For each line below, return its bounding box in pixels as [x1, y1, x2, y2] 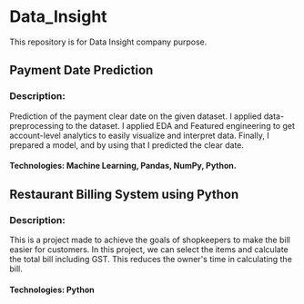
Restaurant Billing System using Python [9, 186, 239, 201]
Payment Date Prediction [9, 63, 154, 78]
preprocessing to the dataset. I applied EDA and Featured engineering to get [9, 120, 296, 131]
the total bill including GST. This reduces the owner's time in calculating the [9, 253, 293, 264]
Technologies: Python [9, 284, 95, 295]
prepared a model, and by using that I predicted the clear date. [9, 139, 244, 151]
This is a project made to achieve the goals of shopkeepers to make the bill [9, 234, 291, 245]
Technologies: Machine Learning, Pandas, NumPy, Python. [9, 161, 237, 172]
